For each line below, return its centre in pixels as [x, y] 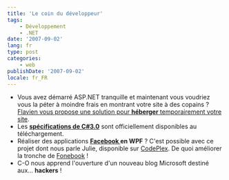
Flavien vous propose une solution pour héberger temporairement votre [119, 112]
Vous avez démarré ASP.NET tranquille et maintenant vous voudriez [113, 97]
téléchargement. [40, 134]
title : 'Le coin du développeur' [55, 13]
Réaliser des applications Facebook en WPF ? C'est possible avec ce [115, 141]
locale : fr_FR [28, 78]
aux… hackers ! [39, 170]
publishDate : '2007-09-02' [46, 71]
